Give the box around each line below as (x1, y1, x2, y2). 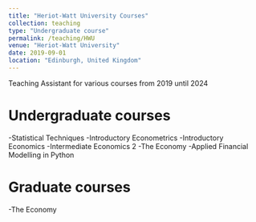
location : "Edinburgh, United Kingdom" (8, 57, 142, 65)
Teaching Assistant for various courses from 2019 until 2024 (8, 78, 209, 88)
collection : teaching (8, 19, 81, 27)
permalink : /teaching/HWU (8, 34, 95, 42)
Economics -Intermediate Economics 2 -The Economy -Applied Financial (8, 141, 249, 151)
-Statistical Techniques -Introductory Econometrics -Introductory (8, 133, 224, 143)
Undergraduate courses (8, 107, 171, 125)
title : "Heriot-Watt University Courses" (8, 11, 149, 20)
